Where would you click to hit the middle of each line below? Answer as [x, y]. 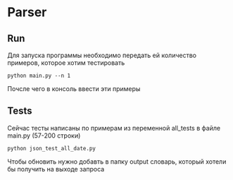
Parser [27, 12]
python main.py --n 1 [39, 76]
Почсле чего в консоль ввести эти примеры [74, 89]
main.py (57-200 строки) [44, 136]
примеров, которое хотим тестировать [66, 63]
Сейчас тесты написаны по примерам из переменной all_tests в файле [114, 128]
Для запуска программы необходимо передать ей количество [102, 55]
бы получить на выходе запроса [56, 169]
